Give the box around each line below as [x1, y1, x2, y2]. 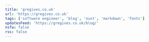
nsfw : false [5, 25, 29, 30]
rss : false [5, 29, 27, 34]
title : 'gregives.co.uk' [5, 7, 56, 12]
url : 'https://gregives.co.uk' [5, 12, 69, 16]
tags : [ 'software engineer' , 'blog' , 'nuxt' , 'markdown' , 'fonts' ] [5, 16, 145, 21]
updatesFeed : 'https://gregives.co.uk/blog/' [5, 20, 99, 26]
